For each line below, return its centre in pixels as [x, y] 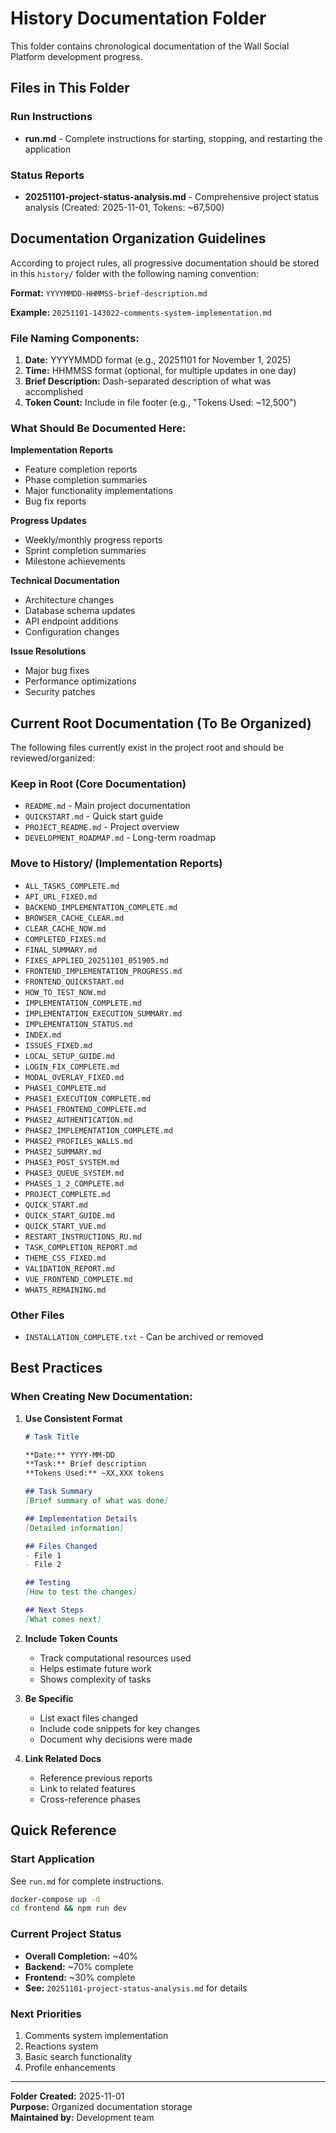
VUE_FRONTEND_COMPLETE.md [78, 1279]
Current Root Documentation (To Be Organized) [161, 723]
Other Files [37, 1315]
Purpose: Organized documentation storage [101, 2106]
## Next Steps [54, 1610]
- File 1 [43, 1555]
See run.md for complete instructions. [87, 1881]
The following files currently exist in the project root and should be [147, 748]
